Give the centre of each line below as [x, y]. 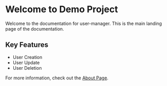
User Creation [27, 57]
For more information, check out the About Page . [57, 78]
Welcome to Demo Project [62, 9]
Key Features [27, 45]
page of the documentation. [35, 28]
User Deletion [27, 68]
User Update [26, 63]
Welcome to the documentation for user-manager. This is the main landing [84, 23]
